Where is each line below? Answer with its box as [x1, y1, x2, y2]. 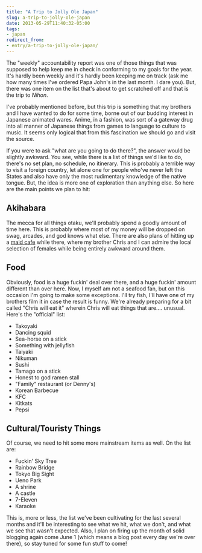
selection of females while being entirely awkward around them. [6, 244, 166, 252]
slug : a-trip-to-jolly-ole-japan [6, 15, 90, 21]
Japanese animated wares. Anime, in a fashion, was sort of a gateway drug [6, 116, 193, 123]
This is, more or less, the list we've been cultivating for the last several [6, 514, 181, 522]
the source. [6, 135, 35, 142]
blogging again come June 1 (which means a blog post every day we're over [6, 534, 196, 541]
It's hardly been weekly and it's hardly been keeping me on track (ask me [6, 72, 189, 79]
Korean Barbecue [14, 387, 59, 394]
